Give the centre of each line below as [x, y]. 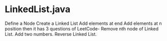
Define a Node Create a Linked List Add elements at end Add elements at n [83, 23]
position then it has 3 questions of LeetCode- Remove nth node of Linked [82, 28]
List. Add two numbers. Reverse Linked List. [51, 34]
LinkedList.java [38, 9]
